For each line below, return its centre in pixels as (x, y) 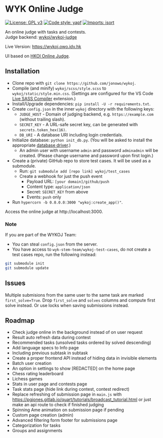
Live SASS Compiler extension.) (44, 98)
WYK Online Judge (44, 9)
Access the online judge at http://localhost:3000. (54, 211)
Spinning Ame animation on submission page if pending (68, 410)
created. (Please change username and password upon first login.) (86, 155)
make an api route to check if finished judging (58, 405)
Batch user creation (32, 363)
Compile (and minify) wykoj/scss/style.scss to (59, 88)
